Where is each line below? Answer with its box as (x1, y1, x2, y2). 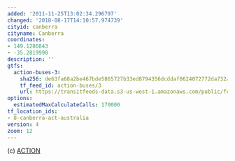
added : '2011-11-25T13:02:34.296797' (7, 10, 117, 17)
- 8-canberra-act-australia (7, 114, 90, 121)
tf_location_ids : (7, 108, 58, 115)
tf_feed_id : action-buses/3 (20, 82, 101, 89)
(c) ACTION (7, 146, 41, 155)
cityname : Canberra (7, 29, 64, 37)
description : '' (7, 56, 55, 63)
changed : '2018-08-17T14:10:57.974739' (7, 17, 124, 24)
